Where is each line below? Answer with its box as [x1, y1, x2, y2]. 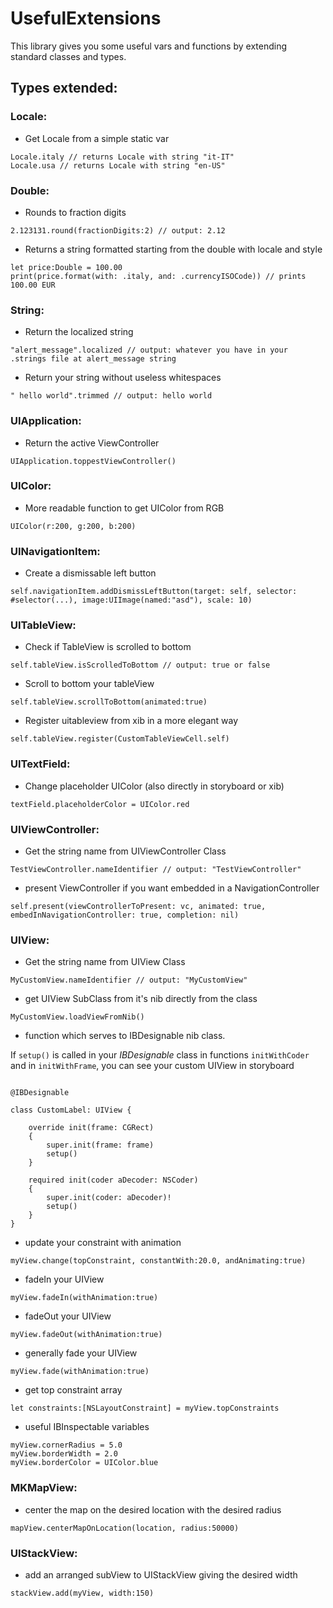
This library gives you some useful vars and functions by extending [10, 40, 288, 52]
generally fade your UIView [24, 1347, 138, 1359]
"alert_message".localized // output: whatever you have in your [10, 345, 288, 356]
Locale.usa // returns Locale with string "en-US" [10, 160, 226, 171]
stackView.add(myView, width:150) [10, 1588, 155, 1598]
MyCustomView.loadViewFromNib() [10, 1012, 145, 1022]
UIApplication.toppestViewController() [10, 456, 177, 466]
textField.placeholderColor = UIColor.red [10, 799, 190, 809]
